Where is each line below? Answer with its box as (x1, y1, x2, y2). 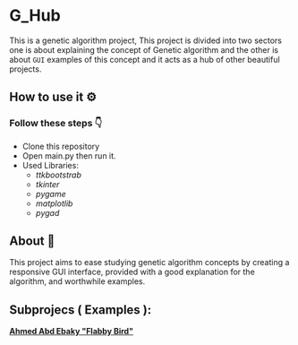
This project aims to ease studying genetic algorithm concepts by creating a (9, 257, 290, 268)
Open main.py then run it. (21, 150, 116, 161)
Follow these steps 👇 (9, 117, 103, 130)
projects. (9, 64, 42, 74)
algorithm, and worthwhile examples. (9, 276, 146, 287)
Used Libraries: (21, 160, 79, 170)
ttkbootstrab (35, 169, 82, 180)
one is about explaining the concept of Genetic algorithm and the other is (9, 44, 279, 55)
